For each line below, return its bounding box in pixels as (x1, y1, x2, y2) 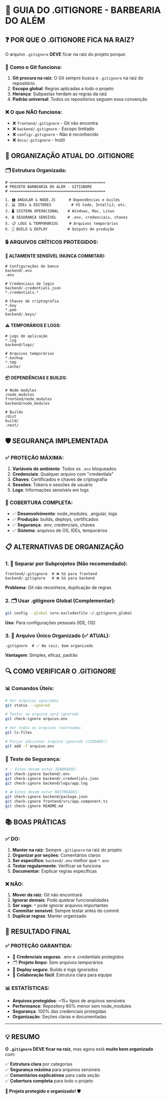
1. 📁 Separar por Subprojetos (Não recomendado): (5, 560, 128, 567)
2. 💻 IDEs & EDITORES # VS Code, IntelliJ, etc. (5, 202, 127, 207)
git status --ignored (5, 703, 50, 708)
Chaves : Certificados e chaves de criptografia (12, 476, 107, 482)
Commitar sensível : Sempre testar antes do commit (12, 908, 119, 914)
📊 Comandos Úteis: (5, 685, 55, 692)
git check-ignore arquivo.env (5, 717, 68, 722)
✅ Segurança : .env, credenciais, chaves (12, 522, 95, 528)
